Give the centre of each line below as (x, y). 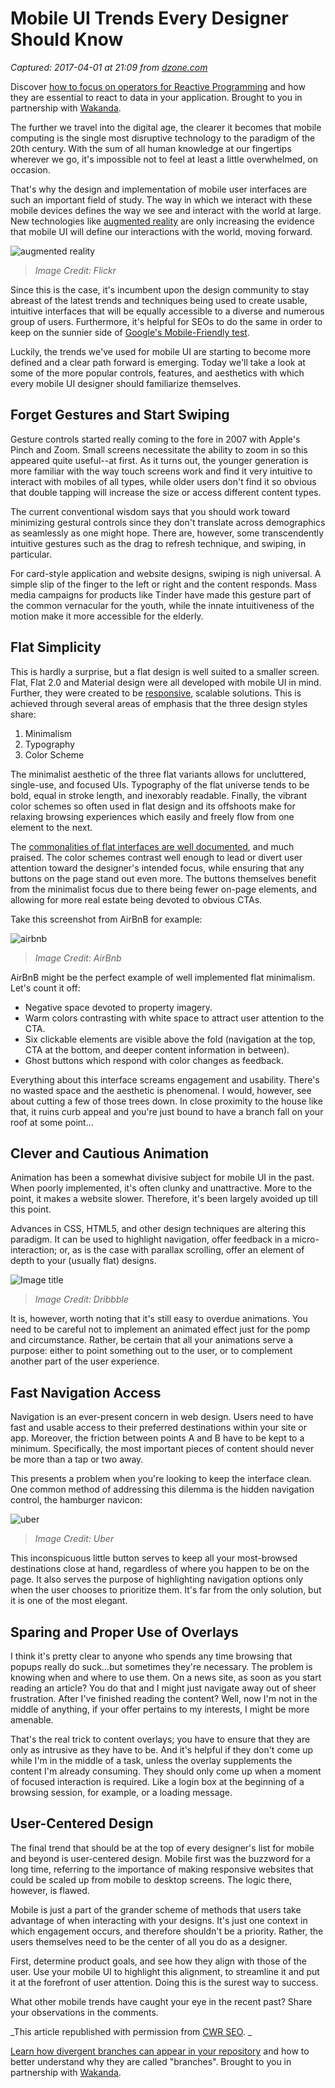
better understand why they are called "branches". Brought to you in (151, 2061)
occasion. (30, 169)
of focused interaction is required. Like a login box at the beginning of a (157, 1781)
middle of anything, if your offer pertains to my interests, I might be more (160, 1709)
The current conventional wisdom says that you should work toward (150, 511)
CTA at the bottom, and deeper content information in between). (157, 1049)
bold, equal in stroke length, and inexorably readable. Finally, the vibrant (159, 795)
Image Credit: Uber (74, 1539)
